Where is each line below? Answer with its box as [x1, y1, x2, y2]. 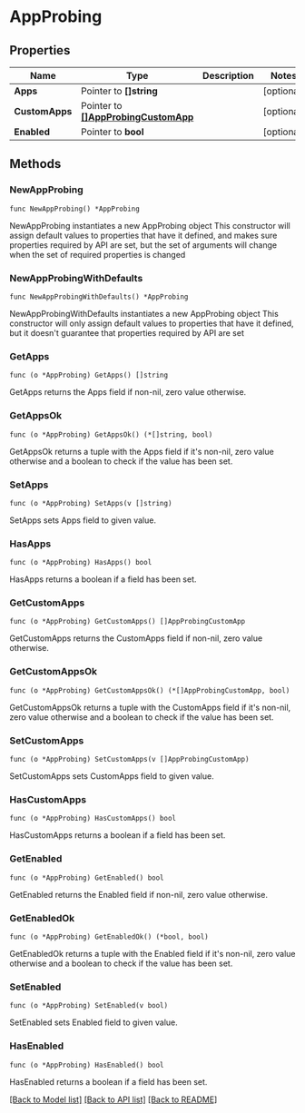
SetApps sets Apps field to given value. [9, 515, 157, 526]
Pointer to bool [80, 125, 144, 138]
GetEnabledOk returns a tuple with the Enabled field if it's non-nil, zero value [9, 948, 296, 959]
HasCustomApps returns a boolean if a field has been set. [9, 830, 226, 841]
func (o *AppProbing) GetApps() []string [9, 370, 169, 380]
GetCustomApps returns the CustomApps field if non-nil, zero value [9, 633, 263, 644]
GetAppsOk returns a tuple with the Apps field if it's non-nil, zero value [9, 446, 274, 457]
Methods [9, 156, 62, 172]
